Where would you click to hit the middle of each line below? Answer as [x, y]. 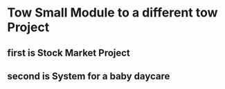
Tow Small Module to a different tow [112, 13]
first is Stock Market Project [69, 53]
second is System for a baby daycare [89, 76]
